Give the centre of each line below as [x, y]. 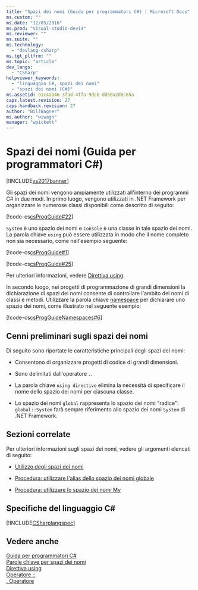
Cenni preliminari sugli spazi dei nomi [77, 336]
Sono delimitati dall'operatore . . [54, 373]
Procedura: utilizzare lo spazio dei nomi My [67, 489]
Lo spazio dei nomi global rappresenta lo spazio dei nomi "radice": [97, 403]
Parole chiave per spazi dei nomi [46, 562]
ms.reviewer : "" [26, 34]
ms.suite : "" [22, 39]
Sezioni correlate [38, 434]
